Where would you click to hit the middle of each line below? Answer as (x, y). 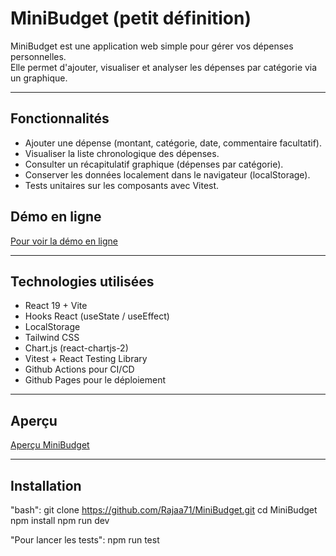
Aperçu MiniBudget (50, 445)
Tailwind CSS (52, 338)
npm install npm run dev (60, 520)
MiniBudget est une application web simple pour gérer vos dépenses (152, 46)
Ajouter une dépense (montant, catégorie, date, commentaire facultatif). (173, 143)
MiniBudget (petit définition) (131, 18)
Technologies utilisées (82, 281)
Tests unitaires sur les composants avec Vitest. (122, 185)
